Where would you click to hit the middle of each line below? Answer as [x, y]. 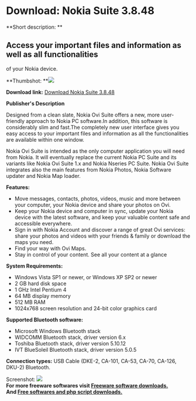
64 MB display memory [43, 296]
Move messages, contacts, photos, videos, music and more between [97, 198]
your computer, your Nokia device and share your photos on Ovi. [92, 205]
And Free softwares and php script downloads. [64, 392]
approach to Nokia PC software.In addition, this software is [97, 121]
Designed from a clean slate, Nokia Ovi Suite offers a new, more [83, 115]
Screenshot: [21, 379]
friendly [16, 121]
